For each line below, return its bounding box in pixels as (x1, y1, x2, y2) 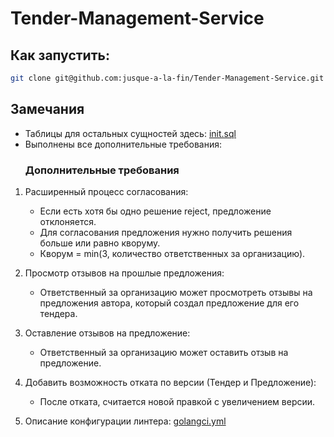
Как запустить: (10, 47, 110, 64)
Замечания (10, 101, 85, 118)
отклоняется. (39, 215, 97, 227)
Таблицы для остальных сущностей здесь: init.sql (24, 127, 237, 139)
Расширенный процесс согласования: (24, 185, 189, 197)
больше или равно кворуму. (39, 237, 161, 249)
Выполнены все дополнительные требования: (24, 138, 223, 150)
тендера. (39, 307, 78, 319)
